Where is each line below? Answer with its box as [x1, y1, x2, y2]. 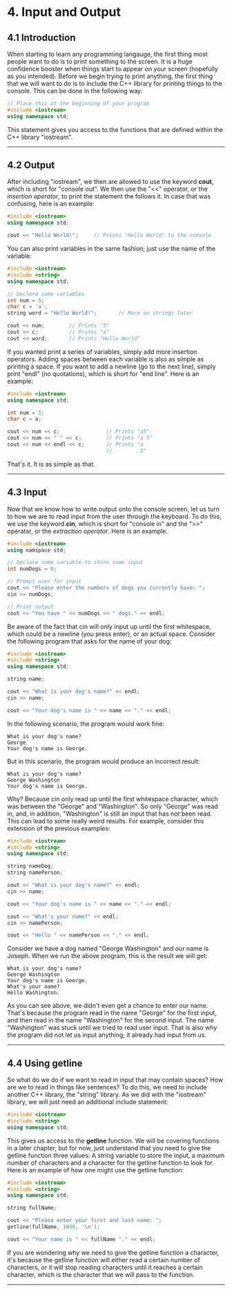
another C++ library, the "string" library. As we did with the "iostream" [7, 1090, 207, 1099]
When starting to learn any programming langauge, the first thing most [7, 50, 209, 58]
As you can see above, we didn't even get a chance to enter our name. [7, 1002, 209, 1010]
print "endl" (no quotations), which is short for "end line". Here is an [7, 369, 200, 377]
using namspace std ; [7, 547, 67, 554]
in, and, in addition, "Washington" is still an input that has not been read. [7, 809, 213, 818]
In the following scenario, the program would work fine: [7, 720, 164, 728]
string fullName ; [7, 1204, 57, 1212]
